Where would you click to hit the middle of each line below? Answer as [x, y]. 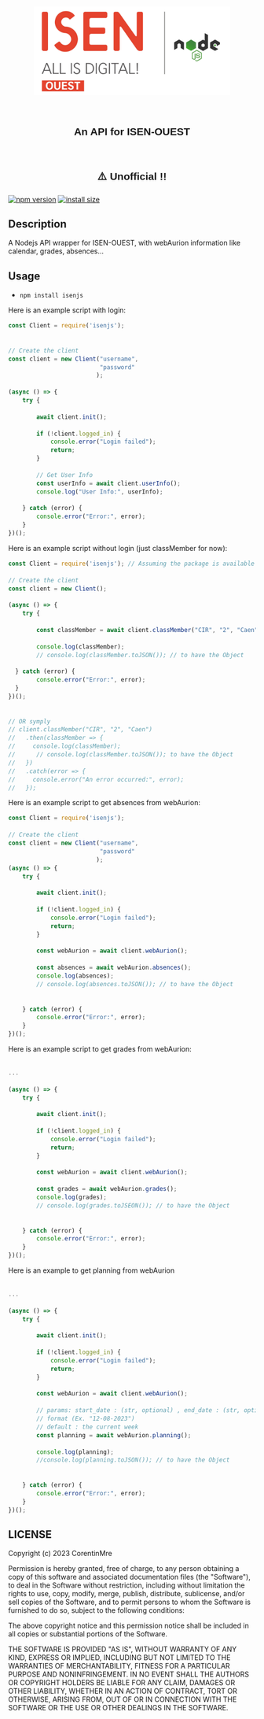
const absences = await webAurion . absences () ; [114, 968]
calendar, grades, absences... [56, 251]
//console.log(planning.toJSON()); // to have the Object [133, 1460]
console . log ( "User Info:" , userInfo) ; [100, 492]
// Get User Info [64, 475]
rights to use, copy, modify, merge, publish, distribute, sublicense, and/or [126, 1594]
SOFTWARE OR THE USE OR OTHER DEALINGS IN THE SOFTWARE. [118, 1708]
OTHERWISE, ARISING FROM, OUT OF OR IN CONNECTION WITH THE [123, 1699]
